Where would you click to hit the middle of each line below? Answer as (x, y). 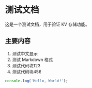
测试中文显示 (25, 53)
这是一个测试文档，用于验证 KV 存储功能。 (47, 24)
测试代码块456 (27, 72)
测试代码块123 (26, 65)
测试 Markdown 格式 (32, 59)
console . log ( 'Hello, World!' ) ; (37, 81)
